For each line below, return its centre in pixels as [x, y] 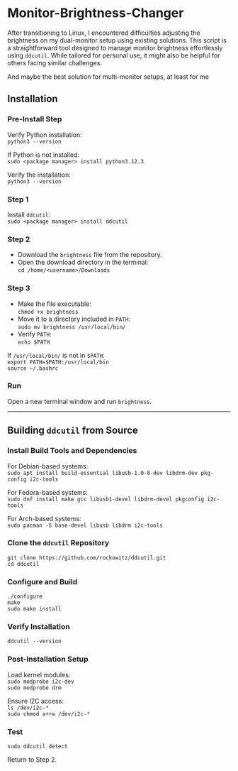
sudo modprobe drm [34, 688]
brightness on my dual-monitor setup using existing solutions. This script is [117, 40]
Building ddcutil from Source [73, 431]
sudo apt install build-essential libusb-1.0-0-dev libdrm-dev [103, 473]
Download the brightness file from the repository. [90, 255]
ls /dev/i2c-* [28, 708]
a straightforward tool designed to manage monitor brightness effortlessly [115, 48]
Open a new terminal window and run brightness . [80, 401]
